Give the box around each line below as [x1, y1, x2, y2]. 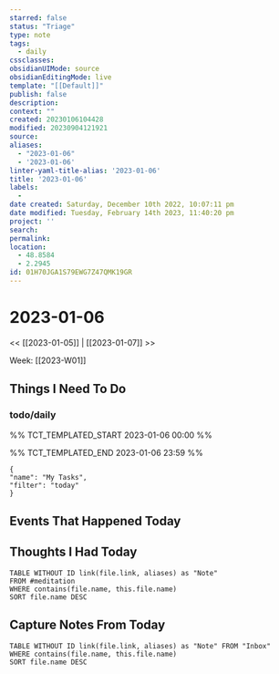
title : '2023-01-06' [9, 174, 88, 183]
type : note [9, 30, 51, 39]
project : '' [9, 216, 55, 226]
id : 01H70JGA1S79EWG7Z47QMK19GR [9, 268, 132, 277]
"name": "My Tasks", [9, 472, 88, 482]
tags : [9, 38, 30, 48]
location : [9, 243, 47, 252]
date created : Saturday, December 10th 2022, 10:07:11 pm [9, 200, 234, 210]
